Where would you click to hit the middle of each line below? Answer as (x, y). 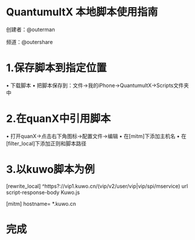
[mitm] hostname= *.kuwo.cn (41, 204)
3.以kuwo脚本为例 (51, 169)
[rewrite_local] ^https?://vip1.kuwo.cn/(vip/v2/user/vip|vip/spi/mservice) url (97, 186)
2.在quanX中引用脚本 (58, 119)
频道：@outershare (29, 42)
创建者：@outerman (31, 29)
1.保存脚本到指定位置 (56, 68)
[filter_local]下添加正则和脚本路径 (46, 143)
